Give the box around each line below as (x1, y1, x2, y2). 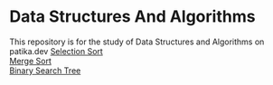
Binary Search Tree (9, 65, 81, 76)
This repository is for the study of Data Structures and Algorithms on (9, 36, 265, 47)
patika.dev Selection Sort (9, 45, 104, 56)
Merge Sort (9, 55, 52, 66)
